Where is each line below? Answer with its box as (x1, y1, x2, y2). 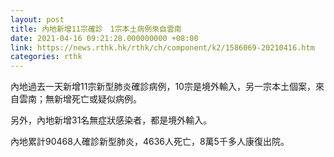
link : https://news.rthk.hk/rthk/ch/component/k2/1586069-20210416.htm (10, 42, 315, 53)
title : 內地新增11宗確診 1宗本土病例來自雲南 (10, 24, 182, 34)
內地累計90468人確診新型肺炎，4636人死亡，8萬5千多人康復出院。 (10, 136, 290, 148)
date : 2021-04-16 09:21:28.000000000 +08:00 (10, 33, 199, 43)
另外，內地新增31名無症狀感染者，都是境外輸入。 (10, 114, 213, 126)
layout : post (10, 14, 65, 25)
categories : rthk (10, 52, 83, 62)
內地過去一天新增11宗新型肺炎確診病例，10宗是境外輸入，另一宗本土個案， (10, 81, 316, 93)
